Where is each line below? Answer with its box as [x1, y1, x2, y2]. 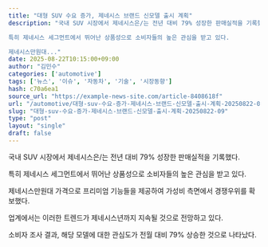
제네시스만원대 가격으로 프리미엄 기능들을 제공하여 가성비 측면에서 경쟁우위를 [8, 186, 247, 195]
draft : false [8, 129, 52, 138]
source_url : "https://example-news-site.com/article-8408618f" [8, 92, 223, 100]
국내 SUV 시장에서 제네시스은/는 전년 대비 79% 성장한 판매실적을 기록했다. [8, 152, 241, 162]
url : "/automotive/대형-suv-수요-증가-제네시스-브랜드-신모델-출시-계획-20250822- [8, 100, 258, 108]
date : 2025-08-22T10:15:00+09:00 [8, 55, 120, 64]
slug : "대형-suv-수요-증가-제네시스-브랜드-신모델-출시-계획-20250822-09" [8, 107, 229, 116]
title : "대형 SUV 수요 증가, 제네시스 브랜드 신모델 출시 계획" [8, 11, 193, 20]
